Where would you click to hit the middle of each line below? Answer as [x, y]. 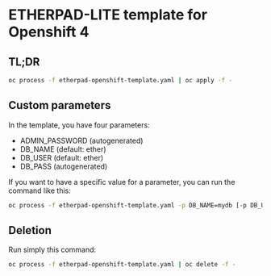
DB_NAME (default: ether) [63, 149]
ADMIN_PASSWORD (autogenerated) [81, 140]
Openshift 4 [49, 32]
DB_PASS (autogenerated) [64, 166]
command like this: [40, 190]
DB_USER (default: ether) [62, 157]
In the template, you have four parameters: [79, 125]
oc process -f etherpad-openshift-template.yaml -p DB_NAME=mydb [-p [128, 205]
